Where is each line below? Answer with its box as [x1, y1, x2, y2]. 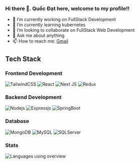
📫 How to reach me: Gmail [12, 38, 69, 44]
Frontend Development [5, 69, 63, 76]
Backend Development [5, 94, 62, 101]
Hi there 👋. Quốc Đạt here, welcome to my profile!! [5, 5, 130, 12]
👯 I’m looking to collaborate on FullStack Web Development [12, 27, 135, 33]
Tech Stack [5, 54, 41, 63]
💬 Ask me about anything [12, 33, 65, 39]
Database [5, 118, 29, 125]
